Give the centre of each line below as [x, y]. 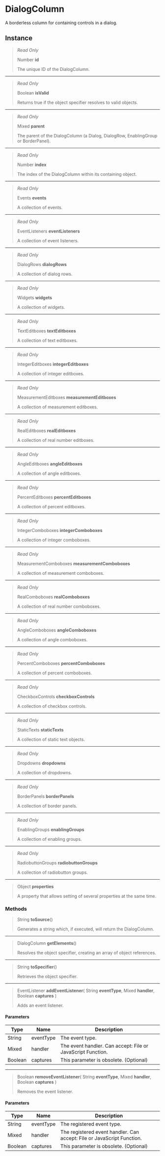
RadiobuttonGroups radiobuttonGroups [57, 862]
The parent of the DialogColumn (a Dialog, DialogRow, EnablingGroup [87, 135]
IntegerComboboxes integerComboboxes [60, 530]
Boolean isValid [33, 93]
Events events [32, 198]
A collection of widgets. [41, 307]
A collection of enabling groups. [49, 839]
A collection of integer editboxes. [51, 373]
